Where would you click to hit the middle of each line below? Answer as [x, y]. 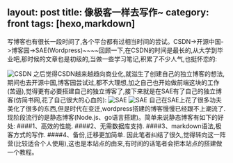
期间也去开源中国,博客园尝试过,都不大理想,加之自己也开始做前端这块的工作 [114, 82]
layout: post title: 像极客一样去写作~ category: [108, 13]
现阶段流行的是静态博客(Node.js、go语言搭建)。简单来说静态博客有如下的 [112, 117]
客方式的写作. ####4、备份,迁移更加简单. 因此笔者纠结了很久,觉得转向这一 [114, 134]
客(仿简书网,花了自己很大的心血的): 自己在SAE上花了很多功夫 [115, 100]
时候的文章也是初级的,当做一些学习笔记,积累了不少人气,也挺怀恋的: [122, 59]
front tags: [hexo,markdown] [71, 24]
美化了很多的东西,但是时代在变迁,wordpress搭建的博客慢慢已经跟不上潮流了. [116, 108]
